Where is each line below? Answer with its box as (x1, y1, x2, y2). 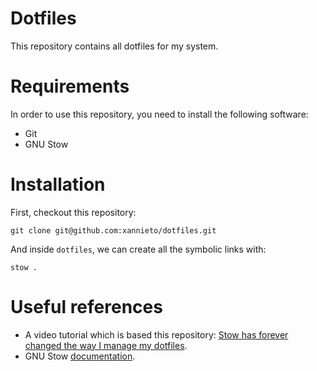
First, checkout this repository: (10, 206, 137, 218)
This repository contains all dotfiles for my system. (10, 40, 219, 52)
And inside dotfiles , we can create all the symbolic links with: (10, 243, 267, 255)
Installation (10, 173, 106, 196)
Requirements (10, 75, 130, 98)
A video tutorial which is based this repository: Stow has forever (24, 328, 289, 341)
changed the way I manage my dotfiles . (24, 339, 188, 351)
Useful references (10, 296, 163, 318)
